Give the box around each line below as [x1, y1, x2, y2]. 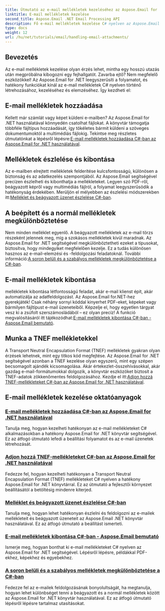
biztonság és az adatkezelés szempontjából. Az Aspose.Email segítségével [5, 173, 157, 179]
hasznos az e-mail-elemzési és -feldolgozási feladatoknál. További [5, 250, 141, 257]
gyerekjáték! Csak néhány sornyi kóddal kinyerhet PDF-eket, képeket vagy [5, 299, 157, 305]
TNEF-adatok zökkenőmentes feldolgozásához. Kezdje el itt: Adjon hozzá [5, 373, 153, 379]
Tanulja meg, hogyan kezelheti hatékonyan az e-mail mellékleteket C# [5, 425, 147, 431]
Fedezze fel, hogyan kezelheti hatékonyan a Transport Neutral [5, 471, 132, 477]
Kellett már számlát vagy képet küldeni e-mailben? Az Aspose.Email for [5, 115, 150, 121]
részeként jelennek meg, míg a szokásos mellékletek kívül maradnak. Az [5, 235, 152, 241]
